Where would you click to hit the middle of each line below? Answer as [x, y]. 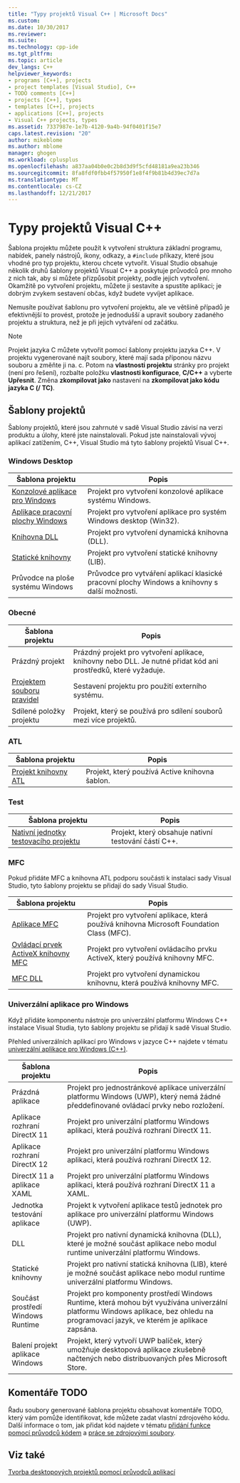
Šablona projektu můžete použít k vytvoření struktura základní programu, [115, 248]
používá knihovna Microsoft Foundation [153, 924]
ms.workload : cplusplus [43, 160]
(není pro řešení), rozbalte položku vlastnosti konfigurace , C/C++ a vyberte [120, 373]
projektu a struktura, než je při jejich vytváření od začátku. [93, 322]
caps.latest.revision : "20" [50, 133]
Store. [77, 1367]
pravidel [25, 699]
